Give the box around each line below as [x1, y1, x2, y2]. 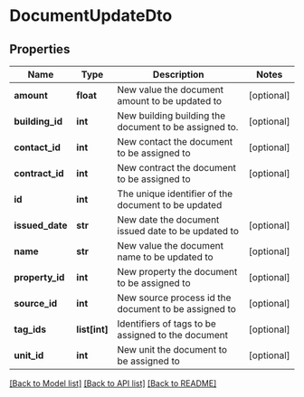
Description [152, 69, 205, 80]
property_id [14, 271, 65, 283]
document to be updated [117, 199, 223, 211]
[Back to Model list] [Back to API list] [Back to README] [9, 378, 217, 389]
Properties [9, 42, 71, 57]
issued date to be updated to [117, 225, 240, 237]
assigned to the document [117, 329, 229, 341]
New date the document [117, 213, 220, 226]
